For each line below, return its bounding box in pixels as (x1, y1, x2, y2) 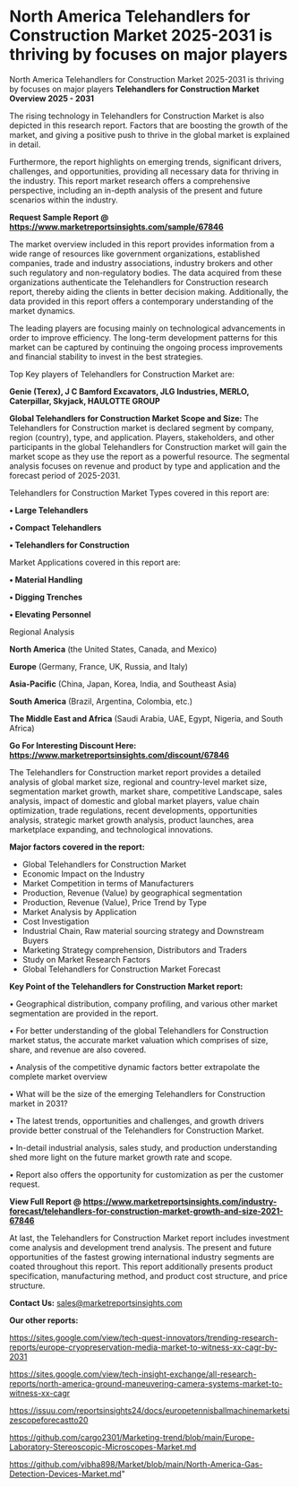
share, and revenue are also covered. (9, 1044, 147, 1055)
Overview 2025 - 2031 (9, 92, 95, 104)
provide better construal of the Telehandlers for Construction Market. (9, 1125, 264, 1136)
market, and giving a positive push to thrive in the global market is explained (9, 129, 291, 140)
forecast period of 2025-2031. (9, 470, 121, 480)
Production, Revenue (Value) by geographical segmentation (21, 887, 243, 898)
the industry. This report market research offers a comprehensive (9, 175, 251, 186)
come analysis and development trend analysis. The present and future (9, 1241, 272, 1252)
